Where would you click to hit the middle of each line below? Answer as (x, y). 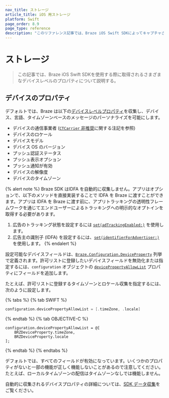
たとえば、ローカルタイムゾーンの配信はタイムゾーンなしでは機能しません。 (84, 373)
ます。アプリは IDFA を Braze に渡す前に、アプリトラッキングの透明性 (78, 201)
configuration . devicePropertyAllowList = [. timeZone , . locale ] (73, 309)
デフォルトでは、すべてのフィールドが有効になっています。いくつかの (77, 361)
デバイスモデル (28, 141)
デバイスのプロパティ (38, 98)
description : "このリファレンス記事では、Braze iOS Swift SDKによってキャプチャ (83, 33)
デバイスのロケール (32, 134)
